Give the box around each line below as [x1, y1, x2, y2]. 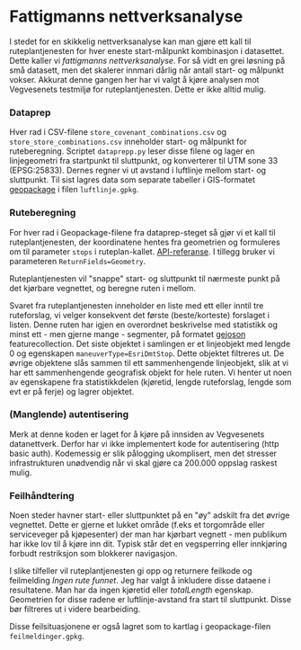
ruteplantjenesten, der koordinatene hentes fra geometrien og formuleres [9, 236, 280, 247]
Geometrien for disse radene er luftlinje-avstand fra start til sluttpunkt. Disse [9, 594, 292, 605]
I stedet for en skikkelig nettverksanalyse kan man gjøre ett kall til [9, 36, 252, 47]
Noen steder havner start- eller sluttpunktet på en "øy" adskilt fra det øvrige [9, 510, 290, 521]
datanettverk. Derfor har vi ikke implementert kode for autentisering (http [9, 438, 280, 449]
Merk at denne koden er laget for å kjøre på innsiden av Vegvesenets [9, 429, 265, 440]
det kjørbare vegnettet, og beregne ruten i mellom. [9, 282, 196, 293]
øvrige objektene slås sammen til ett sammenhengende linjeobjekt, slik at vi [9, 357, 289, 368]
